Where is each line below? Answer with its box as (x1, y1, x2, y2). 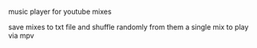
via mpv (8, 31, 34, 40)
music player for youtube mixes (8, 7, 112, 16)
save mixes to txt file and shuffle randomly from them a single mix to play (8, 22, 249, 31)
